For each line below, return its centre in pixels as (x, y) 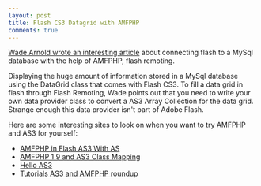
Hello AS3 (36, 166)
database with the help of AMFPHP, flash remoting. (92, 61)
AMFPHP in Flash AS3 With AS (70, 149)
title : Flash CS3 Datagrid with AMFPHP (74, 23)
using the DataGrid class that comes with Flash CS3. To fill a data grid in (126, 84)
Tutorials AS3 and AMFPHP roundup (79, 173)
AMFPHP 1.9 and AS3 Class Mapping (80, 157)
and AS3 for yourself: (43, 133)
